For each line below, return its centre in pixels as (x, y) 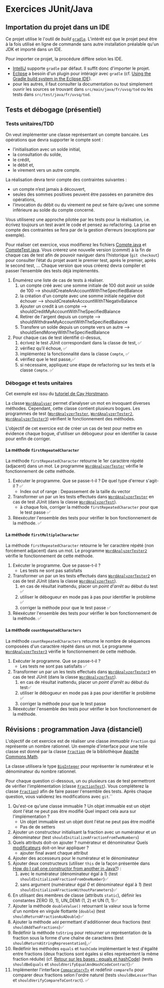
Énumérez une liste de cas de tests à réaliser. (58, 280)
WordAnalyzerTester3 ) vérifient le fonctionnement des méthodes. (71, 418)
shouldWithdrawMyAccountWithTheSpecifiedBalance (74, 322)
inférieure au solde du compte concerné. (54, 210)
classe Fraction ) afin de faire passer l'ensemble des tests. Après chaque (79, 791)
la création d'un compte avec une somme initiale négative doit (82, 296)
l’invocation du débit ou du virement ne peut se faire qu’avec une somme (86, 205)
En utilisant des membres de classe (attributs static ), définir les (77, 895)
